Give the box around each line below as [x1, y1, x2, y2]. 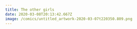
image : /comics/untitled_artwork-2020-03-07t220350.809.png [5, 16, 133, 21]
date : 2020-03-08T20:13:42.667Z [5, 12, 72, 17]
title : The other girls [5, 7, 55, 12]
